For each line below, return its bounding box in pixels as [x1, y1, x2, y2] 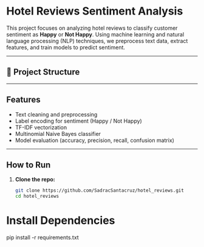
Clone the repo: [15, 176, 56, 183]
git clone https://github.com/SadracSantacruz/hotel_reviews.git [15, 188, 184, 194]
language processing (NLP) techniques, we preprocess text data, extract [6, 37, 188, 44]
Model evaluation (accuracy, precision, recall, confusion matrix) [15, 137, 175, 144]
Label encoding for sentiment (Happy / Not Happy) [15, 117, 143, 124]
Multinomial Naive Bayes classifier [15, 130, 101, 137]
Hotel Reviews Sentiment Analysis [6, 4, 183, 18]
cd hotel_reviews [15, 193, 59, 200]
